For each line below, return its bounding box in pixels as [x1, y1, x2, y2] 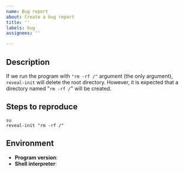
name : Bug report [6, 8, 49, 15]
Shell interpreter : [14, 160, 57, 167]
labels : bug [6, 25, 35, 31]
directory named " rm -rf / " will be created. [6, 85, 112, 92]
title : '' [6, 19, 30, 25]
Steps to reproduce [6, 102, 78, 112]
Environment [6, 139, 54, 148]
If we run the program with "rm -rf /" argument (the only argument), [6, 72, 173, 79]
